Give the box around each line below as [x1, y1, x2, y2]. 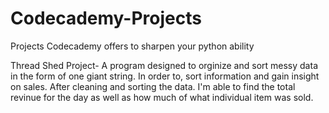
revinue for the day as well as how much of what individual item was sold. [10, 91, 314, 103]
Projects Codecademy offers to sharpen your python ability [10, 40, 255, 52]
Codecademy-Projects [10, 7, 202, 30]
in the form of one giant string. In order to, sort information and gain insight [10, 70, 320, 82]
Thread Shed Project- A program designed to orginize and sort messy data [10, 59, 318, 71]
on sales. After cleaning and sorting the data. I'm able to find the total [10, 80, 296, 92]
